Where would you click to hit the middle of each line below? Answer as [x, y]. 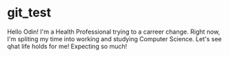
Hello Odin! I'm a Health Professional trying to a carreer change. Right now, [114, 32]
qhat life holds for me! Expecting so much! [67, 46]
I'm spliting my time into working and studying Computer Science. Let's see [114, 38]
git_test [29, 13]
